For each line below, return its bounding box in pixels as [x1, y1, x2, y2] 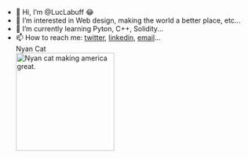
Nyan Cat [15, 44, 46, 53]
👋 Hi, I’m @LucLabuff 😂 [15, 8, 94, 16]
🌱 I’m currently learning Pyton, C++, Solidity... [15, 24, 163, 33]
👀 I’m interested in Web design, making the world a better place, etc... [15, 16, 241, 25]
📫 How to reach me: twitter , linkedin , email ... [15, 33, 161, 42]
